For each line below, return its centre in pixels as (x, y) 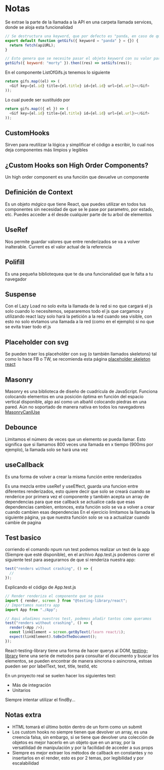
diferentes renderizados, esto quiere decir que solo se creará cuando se (78, 491)
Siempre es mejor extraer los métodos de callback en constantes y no (82, 752)
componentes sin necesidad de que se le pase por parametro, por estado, (80, 209)
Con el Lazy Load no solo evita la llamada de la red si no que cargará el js (79, 306)
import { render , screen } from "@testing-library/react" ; (66, 601)
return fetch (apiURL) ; (32, 45)
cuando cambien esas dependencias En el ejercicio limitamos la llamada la (80, 512)
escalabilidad (25, 763)
